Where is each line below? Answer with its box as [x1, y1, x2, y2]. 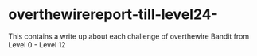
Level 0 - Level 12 [8, 39, 66, 49]
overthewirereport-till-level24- [8, 6, 219, 24]
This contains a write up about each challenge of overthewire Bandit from [8, 32, 249, 41]
